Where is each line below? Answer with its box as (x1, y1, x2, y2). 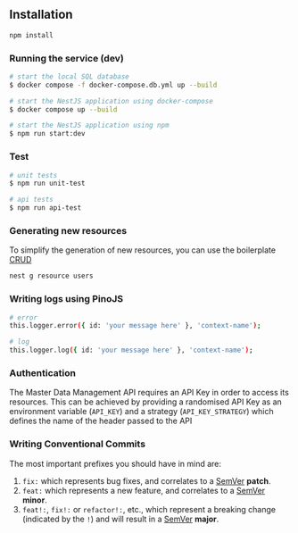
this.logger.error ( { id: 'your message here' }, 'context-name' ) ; (9, 321, 261, 330)
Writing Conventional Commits (9, 437, 145, 450)
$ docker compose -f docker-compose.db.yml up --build (9, 80, 218, 89)
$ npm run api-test (9, 204, 82, 212)
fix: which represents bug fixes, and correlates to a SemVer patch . (21, 475, 271, 486)
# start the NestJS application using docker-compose (9, 96, 214, 105)
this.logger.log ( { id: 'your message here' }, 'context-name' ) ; (9, 346, 253, 355)
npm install (9, 30, 54, 39)
